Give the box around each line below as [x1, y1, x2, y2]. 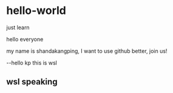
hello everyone [6, 35, 44, 43]
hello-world [6, 4, 67, 18]
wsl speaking [6, 77, 58, 87]
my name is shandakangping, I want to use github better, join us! [6, 47, 168, 55]
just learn [6, 24, 30, 31]
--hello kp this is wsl [6, 59, 58, 66]
